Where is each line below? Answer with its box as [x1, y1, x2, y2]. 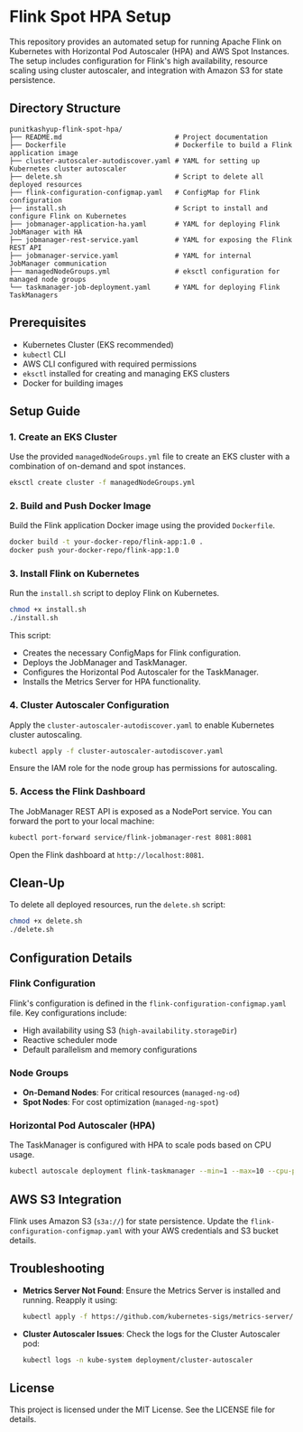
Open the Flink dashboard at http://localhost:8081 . [9, 849, 205, 860]
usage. [9, 1149, 35, 1160]
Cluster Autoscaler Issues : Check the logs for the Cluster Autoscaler [22, 1328, 280, 1339]
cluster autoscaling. [9, 729, 83, 739]
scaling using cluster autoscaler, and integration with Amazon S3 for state [9, 65, 284, 76]
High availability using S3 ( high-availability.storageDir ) [22, 1025, 237, 1036]
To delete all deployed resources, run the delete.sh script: [9, 899, 226, 910]
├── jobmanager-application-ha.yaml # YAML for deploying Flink [9, 219, 280, 228]
